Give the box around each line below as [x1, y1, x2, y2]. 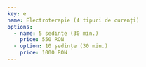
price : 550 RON [20, 36, 65, 43]
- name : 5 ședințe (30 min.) [13, 29, 99, 37]
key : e [7, 10, 27, 17]
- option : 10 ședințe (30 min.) [13, 43, 109, 50]
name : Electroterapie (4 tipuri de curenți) [7, 17, 140, 24]
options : [7, 23, 33, 30]
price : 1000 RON [20, 50, 68, 57]
